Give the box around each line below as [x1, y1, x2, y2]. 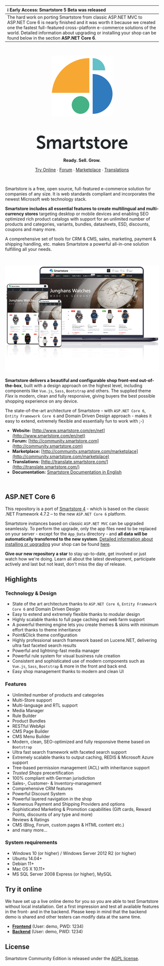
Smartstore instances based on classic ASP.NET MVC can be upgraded [5, 520, 144, 526]
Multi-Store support [12, 697, 52, 703]
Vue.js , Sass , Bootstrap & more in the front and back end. [12, 663, 128, 669]
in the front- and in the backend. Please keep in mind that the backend [5, 908, 147, 915]
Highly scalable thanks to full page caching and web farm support [12, 617, 145, 623]
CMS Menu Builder [12, 733, 50, 739]
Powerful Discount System [12, 790, 66, 796]
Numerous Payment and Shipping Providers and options [12, 801, 125, 807]
